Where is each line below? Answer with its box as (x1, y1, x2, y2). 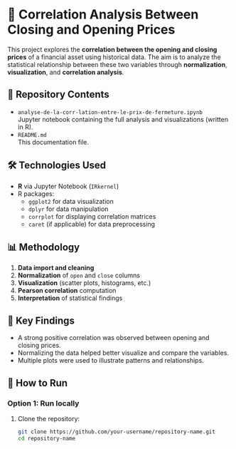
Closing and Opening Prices (7, 21, 176, 38)
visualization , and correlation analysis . (7, 68, 124, 76)
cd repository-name (17, 435, 76, 442)
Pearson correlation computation (17, 287, 117, 295)
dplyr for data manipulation (28, 205, 109, 213)
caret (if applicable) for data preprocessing (28, 220, 155, 228)
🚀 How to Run (7, 377, 68, 389)
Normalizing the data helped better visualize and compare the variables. (17, 349, 230, 357)
